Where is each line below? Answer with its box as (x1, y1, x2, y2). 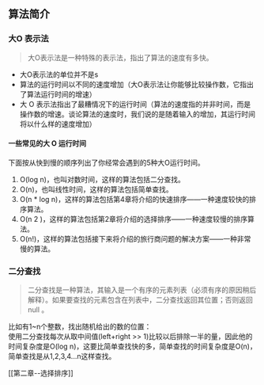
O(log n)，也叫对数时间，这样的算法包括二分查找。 (19, 174, 186, 184)
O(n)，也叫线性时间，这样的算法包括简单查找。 (19, 185, 173, 194)
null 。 (27, 305, 49, 314)
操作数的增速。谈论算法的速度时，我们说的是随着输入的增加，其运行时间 (19, 109, 255, 119)
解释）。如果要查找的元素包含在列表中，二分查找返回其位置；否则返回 (27, 295, 253, 305)
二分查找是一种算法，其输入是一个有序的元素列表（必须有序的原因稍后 (27, 285, 257, 295)
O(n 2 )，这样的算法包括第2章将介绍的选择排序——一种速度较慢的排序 (19, 214, 247, 223)
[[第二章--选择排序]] (8, 368, 74, 378)
